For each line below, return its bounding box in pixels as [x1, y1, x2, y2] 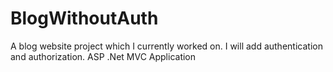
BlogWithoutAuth [10, 7, 159, 30]
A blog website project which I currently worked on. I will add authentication [10, 40, 323, 52]
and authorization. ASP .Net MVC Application [10, 50, 197, 62]
